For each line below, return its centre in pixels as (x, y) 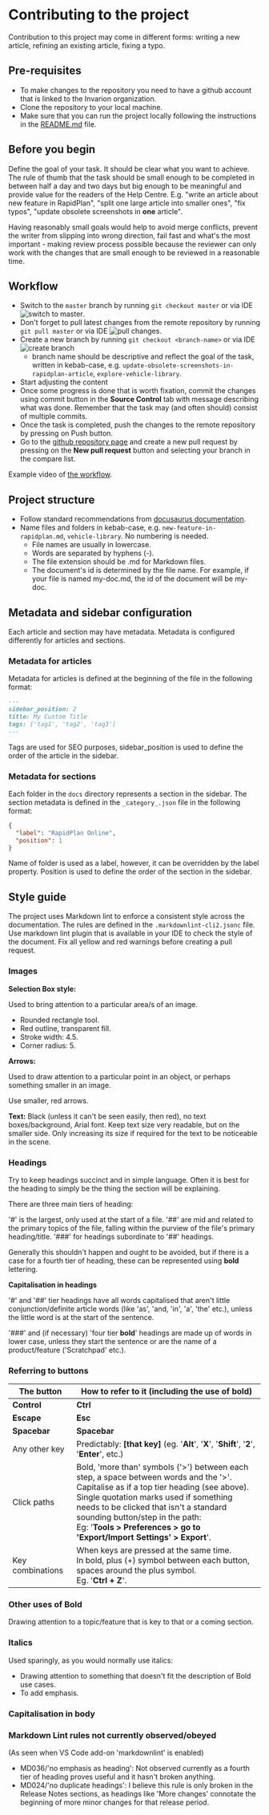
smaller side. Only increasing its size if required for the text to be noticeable (133, 1133)
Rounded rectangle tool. (60, 1020)
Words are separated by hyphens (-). (93, 553)
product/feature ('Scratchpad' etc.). (67, 1350)
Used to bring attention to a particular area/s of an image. (103, 1004)
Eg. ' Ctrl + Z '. (101, 1581)
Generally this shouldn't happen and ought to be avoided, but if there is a (129, 1252)
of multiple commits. (54, 416)
